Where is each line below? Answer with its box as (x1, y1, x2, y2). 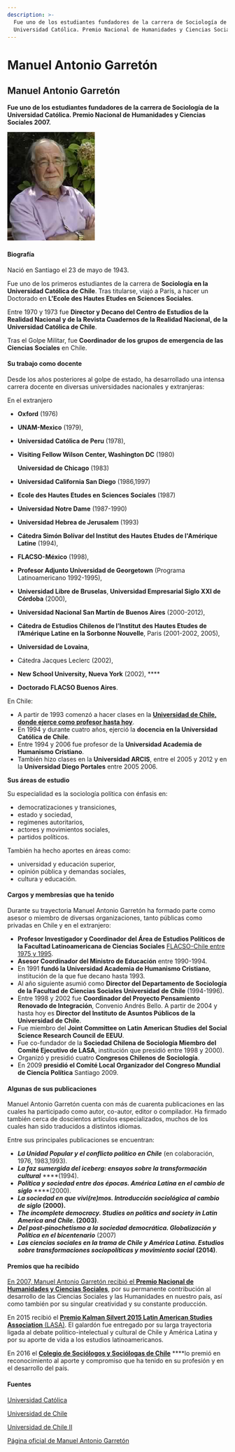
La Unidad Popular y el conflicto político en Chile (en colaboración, (17, 1149, 215, 1158)
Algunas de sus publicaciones (7, 1084, 97, 1092)
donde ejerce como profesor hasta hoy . (17, 718, 135, 726)
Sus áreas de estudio (7, 776, 70, 784)
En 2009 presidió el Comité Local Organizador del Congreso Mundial (17, 1060, 221, 1069)
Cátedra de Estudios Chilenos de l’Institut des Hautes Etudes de (17, 621, 208, 629)
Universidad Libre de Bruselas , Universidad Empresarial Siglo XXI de (17, 587, 221, 595)
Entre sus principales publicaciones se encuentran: (7, 1136, 155, 1144)
